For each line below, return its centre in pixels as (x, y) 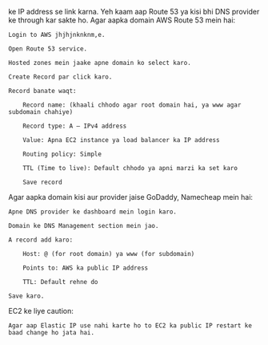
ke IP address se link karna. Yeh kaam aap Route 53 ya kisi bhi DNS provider (134, 12)
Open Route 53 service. (48, 49)
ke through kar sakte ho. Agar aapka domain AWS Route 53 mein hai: (122, 20)
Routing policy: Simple (62, 154)
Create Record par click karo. (60, 77)
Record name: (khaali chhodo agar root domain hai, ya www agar (132, 105)
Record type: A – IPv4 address (75, 126)
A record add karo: (41, 240)
